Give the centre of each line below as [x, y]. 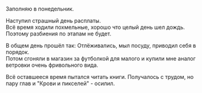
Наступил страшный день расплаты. [53, 20]
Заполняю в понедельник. [40, 9]
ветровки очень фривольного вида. [52, 65]
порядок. [18, 52]
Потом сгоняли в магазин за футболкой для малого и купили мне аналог [101, 58]
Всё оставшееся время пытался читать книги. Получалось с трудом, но [100, 77]
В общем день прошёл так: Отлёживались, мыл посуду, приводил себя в [101, 46]
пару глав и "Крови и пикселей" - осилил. [60, 83]
